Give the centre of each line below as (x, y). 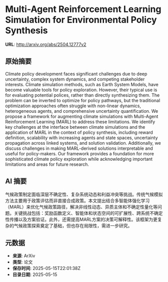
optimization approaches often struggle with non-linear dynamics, (73, 106)
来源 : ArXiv (24, 256)
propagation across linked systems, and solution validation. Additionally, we (83, 143)
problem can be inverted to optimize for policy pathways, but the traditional (83, 100)
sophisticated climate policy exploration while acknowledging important (79, 159)
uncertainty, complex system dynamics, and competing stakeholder (75, 79)
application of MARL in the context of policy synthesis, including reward (79, 132)
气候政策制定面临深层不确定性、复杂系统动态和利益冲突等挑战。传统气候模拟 (84, 194)
